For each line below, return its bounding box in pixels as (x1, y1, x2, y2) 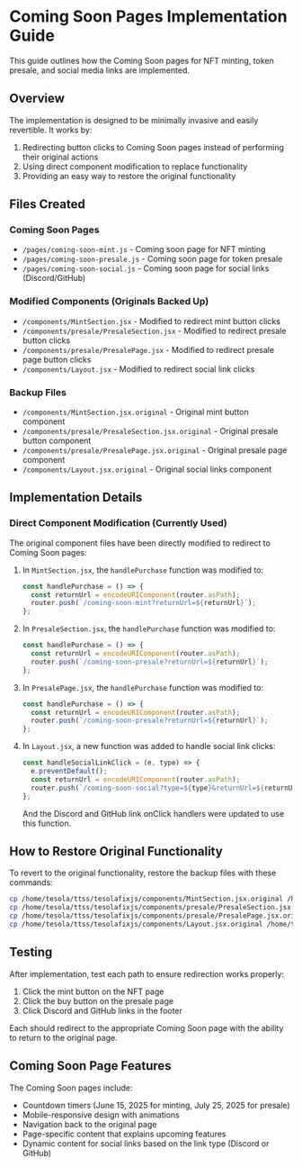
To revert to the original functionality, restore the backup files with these (9, 867, 277, 879)
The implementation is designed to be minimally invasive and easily (9, 114, 259, 125)
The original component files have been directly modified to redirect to (9, 538, 271, 548)
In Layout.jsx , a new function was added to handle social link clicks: (22, 741, 276, 752)
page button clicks (22, 354, 92, 365)
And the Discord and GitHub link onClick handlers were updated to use (22, 808, 285, 819)
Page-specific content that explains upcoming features (22, 1128, 226, 1139)
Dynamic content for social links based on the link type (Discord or (22, 1137, 270, 1149)
